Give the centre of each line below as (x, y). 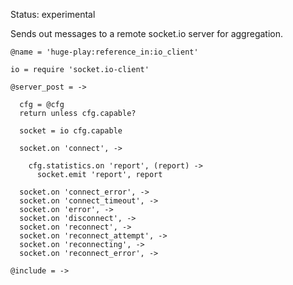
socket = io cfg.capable (71, 131)
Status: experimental (53, 14)
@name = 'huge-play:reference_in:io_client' (104, 52)
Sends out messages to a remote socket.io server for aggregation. (147, 33)
